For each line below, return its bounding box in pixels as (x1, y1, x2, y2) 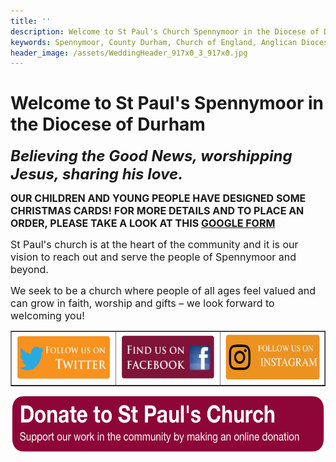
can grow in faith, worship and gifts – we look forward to (10, 296, 275, 310)
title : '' (10, 16, 52, 26)
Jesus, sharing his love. (10, 165, 184, 184)
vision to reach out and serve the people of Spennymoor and (10, 250, 297, 264)
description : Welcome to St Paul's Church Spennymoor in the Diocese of (10, 26, 320, 37)
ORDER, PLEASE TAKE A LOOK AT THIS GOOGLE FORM (10, 216, 276, 230)
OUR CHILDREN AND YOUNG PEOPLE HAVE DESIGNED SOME (10, 191, 307, 205)
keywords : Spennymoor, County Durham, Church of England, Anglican (10, 37, 298, 47)
